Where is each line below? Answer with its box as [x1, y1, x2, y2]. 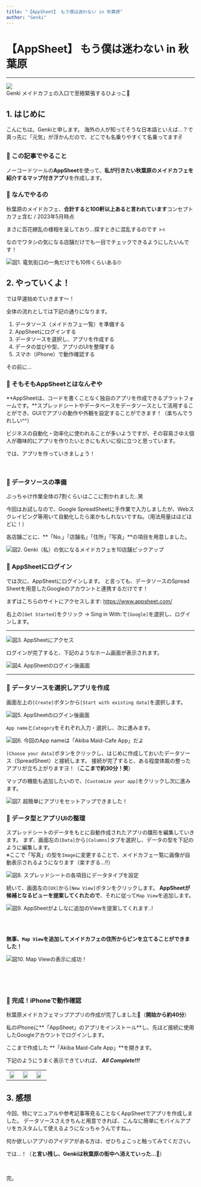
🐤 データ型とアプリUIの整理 [6, 814, 86, 822]
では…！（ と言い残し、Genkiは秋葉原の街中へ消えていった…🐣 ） [6, 1150, 166, 1158]
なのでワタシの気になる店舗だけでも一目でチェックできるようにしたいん [6, 238, 184, 245]
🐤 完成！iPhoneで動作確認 [6, 997, 82, 1005]
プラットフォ [162, 394, 194, 401]
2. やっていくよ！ [6, 278, 71, 288]
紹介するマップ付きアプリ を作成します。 [6, 174, 106, 181]
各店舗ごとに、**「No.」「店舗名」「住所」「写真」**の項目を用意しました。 [6, 533, 190, 541]
